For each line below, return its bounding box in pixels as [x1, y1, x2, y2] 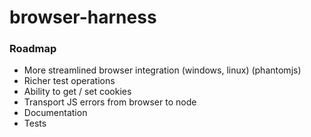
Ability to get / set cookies [23, 86, 132, 98]
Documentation [23, 107, 88, 119]
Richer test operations [23, 75, 116, 87]
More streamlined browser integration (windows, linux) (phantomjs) [23, 64, 302, 76]
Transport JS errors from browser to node [23, 96, 197, 108]
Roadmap [9, 42, 57, 56]
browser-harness [9, 6, 157, 29]
